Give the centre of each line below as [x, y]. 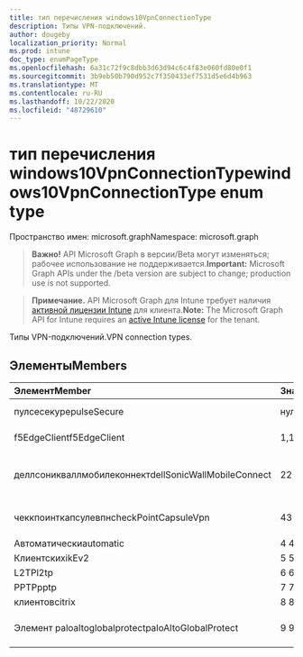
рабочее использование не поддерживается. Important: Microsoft [158, 264]
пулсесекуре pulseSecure [69, 411]
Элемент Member [53, 391]
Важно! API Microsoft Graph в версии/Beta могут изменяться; [150, 254]
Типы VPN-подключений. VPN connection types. [101, 337]
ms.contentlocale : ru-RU [56, 93]
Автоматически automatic [69, 543]
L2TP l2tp [34, 573]
